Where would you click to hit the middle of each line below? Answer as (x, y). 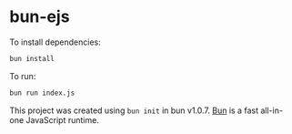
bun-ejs (40, 17)
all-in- (272, 110)
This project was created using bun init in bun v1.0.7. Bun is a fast (134, 110)
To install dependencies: (55, 42)
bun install (32, 58)
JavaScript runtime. (63, 119)
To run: (23, 76)
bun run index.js (42, 93)
